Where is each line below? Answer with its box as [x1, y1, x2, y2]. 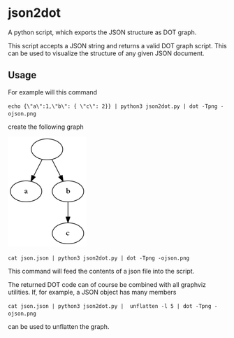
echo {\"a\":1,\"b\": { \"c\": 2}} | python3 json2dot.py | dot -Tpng [8, 103, 218, 110]
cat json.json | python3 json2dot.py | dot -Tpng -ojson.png [8, 254, 190, 262]
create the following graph [8, 122, 84, 131]
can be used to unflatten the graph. [8, 322, 110, 330]
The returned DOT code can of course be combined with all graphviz [8, 280, 207, 288]
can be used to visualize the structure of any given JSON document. [8, 49, 205, 57]
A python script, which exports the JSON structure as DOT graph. [8, 28, 197, 36]
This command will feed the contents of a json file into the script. [8, 267, 195, 275]
